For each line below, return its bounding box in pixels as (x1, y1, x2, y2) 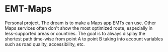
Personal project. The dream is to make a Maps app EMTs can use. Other (5, 20, 156, 26)
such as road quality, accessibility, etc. (5, 41, 85, 47)
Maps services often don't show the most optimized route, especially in (5, 25, 153, 31)
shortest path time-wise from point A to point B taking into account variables (5, 36, 163, 42)
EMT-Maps (5, 3, 52, 15)
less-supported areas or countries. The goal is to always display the (5, 30, 145, 36)
